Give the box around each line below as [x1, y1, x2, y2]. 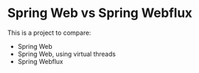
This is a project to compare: [7, 28, 91, 37]
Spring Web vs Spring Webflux [7, 5, 193, 21]
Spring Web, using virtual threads [17, 50, 116, 58]
